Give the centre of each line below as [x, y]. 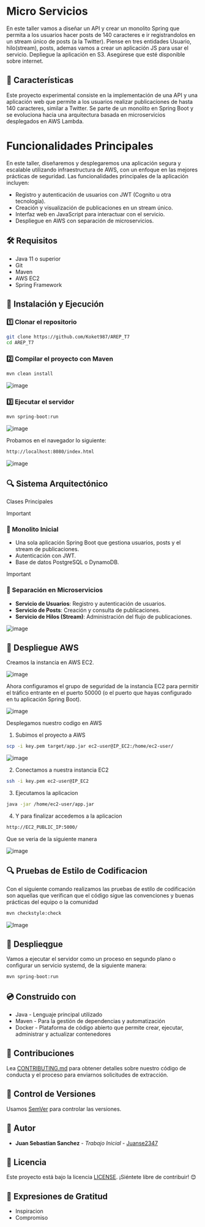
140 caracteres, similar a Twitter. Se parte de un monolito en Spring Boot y [100, 108]
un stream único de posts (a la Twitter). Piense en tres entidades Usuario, [99, 41]
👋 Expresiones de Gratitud [57, 1196]
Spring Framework [39, 284]
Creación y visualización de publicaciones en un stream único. [94, 208]
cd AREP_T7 [20, 343]
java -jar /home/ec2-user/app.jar [50, 804]
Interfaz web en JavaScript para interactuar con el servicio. [90, 214]
